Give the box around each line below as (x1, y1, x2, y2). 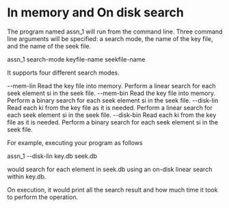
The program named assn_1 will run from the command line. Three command (7, 27, 223, 36)
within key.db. (7, 172, 46, 181)
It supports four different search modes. (7, 68, 120, 77)
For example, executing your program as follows (7, 138, 143, 146)
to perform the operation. (7, 193, 79, 201)
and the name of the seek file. (7, 42, 92, 50)
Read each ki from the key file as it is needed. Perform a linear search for (7, 103, 213, 112)
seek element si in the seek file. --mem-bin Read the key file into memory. (7, 89, 216, 97)
